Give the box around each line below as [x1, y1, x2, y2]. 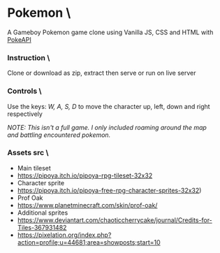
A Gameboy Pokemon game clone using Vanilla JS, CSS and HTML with [7, 28, 214, 36]
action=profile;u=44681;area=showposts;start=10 [17, 238, 161, 246]
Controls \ [7, 86, 42, 96]
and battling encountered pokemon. [7, 131, 111, 139]
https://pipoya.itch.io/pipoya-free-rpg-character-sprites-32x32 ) [17, 186, 202, 194]
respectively [7, 110, 43, 118]
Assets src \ [7, 148, 49, 158]
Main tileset [17, 164, 51, 172]
